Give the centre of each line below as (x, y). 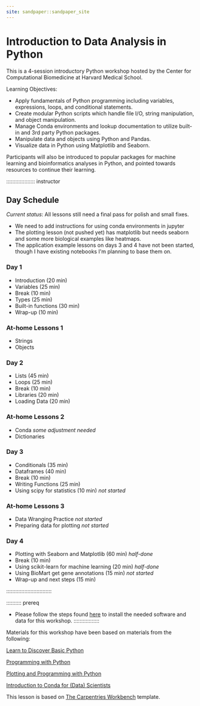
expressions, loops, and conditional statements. (74, 107)
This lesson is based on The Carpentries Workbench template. (83, 697)
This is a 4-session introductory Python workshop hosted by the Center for (99, 71)
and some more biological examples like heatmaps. (78, 239)
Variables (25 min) (37, 286)
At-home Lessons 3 (35, 506)
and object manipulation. (46, 119)
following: (18, 639)
